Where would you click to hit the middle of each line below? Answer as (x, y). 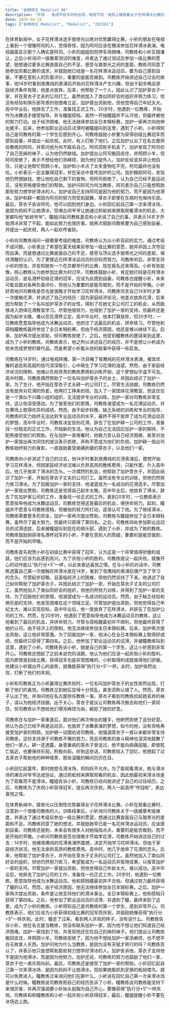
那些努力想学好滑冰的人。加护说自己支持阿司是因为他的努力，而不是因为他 (83, 191)
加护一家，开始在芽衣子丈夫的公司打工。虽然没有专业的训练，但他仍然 (87, 478)
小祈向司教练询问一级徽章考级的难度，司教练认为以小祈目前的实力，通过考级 (85, 240)
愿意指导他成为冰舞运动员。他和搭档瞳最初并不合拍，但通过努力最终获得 (89, 881)
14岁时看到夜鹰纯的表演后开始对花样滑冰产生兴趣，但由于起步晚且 (87, 84)
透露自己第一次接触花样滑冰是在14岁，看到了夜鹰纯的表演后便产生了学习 (85, 571)
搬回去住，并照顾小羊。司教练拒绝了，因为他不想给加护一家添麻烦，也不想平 (85, 938)
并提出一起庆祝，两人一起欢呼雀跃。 (43, 230)
